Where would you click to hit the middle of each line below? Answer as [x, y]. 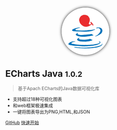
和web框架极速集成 [33, 105]
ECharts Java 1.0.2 [44, 74]
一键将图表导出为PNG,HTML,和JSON [51, 112]
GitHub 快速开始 [22, 122]
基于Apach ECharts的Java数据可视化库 [58, 88]
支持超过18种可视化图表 [37, 99]
